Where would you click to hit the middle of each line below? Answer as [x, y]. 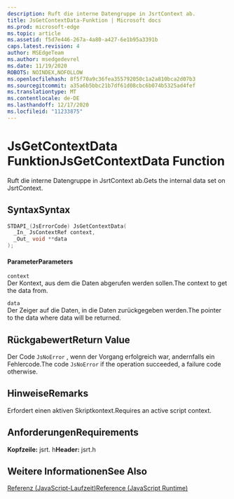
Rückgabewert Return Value [69, 340]
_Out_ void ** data [41, 239]
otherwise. [23, 371]
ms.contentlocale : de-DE [43, 99]
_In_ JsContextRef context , [55, 233]
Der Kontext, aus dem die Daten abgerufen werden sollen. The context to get [117, 283]
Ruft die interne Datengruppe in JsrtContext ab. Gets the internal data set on [116, 180]
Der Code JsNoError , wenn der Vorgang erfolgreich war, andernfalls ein [111, 357]
